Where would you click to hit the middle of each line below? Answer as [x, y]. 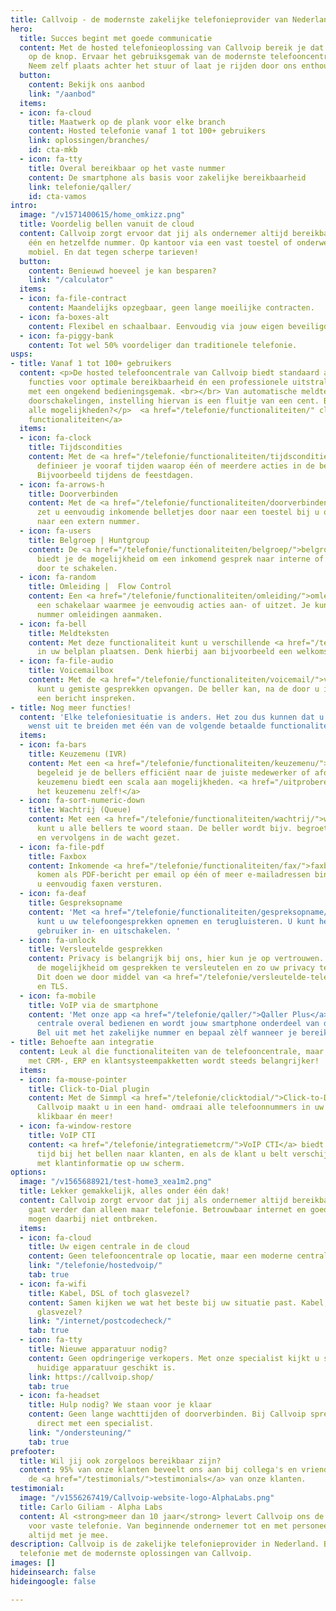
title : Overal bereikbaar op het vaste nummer [127, 168]
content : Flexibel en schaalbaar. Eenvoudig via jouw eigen [156, 326]
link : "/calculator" [71, 280]
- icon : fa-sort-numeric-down [82, 801]
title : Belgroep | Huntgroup [89, 540]
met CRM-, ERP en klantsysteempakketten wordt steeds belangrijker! [174, 1061]
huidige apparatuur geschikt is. [106, 1367]
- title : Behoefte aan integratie [82, 1042]
